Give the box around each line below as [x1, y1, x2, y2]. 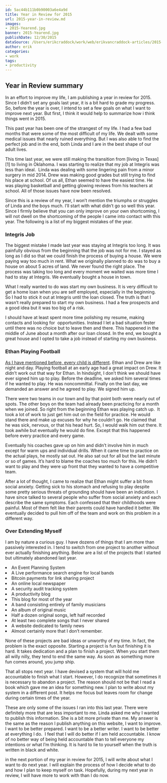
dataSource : [5, 40, 30, 45]
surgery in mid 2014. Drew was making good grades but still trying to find [5, 172, 156, 178]
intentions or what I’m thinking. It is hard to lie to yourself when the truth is [5, 741, 157, 747]
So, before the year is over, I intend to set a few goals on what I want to [5, 105, 151, 111]
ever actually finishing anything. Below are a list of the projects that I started [5, 550, 161, 556]
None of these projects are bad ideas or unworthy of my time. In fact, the [5, 638, 155, 644]
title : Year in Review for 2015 [5, 12, 72, 17]
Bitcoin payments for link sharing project [11, 575, 94, 581]
